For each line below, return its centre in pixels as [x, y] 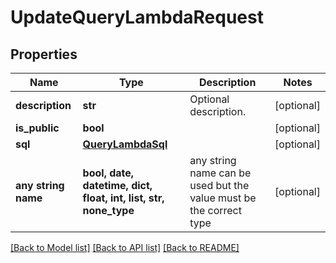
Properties [44, 54]
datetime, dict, [117, 185]
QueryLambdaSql [125, 144]
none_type [108, 210]
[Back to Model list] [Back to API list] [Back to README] [125, 247]
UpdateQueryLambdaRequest [137, 17]
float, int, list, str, [123, 198]
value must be [223, 198]
